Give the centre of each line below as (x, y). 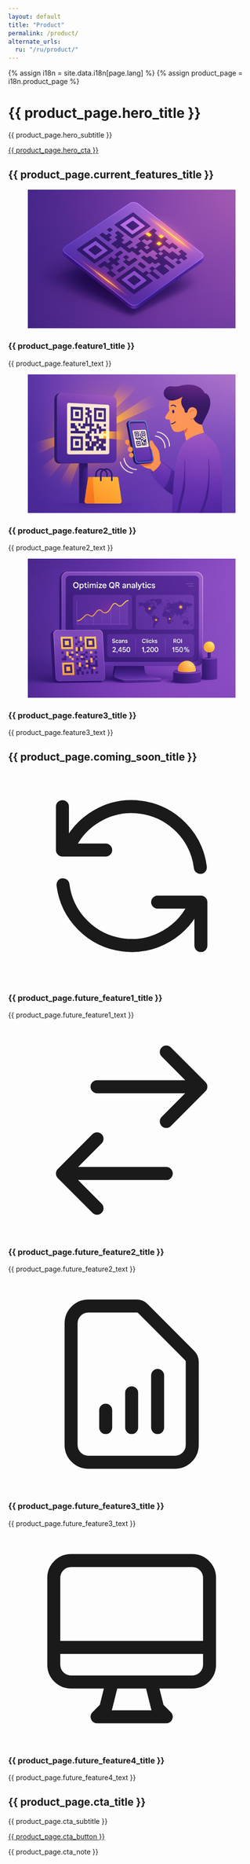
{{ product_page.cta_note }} (54, 1851)
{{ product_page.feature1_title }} (71, 346)
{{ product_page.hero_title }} (105, 113)
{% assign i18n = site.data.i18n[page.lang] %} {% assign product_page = (125, 73)
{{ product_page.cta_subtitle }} (58, 1821)
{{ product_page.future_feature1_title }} (85, 998)
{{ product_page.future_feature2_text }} (72, 1269)
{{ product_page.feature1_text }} (60, 363)
